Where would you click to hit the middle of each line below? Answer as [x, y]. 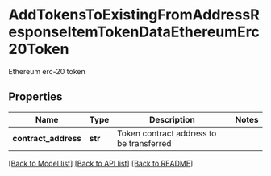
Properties [35, 97]
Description [172, 119]
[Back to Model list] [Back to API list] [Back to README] [101, 163]
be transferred [144, 143]
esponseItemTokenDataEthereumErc [134, 32]
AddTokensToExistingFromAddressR [134, 15]
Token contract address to [167, 133]
